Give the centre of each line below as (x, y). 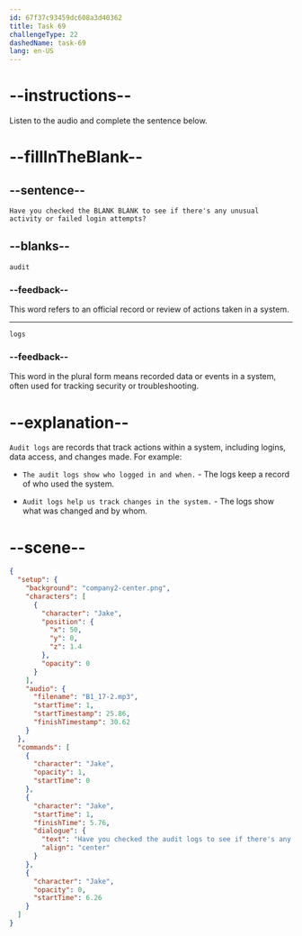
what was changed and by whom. (85, 511)
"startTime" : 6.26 (67, 898)
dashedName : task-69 (48, 43)
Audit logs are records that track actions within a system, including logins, (147, 448)
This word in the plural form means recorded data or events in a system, (143, 377)
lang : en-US (31, 51)
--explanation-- (69, 422)
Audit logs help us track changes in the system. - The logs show (148, 502)
